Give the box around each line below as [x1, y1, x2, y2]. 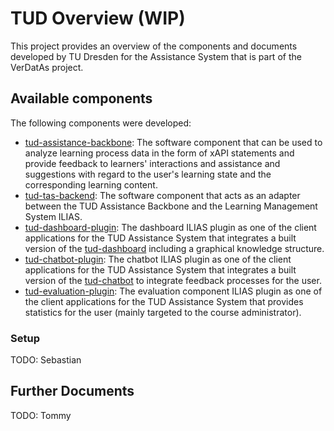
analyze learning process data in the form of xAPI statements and [24, 147, 295, 159]
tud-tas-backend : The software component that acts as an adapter [24, 189, 301, 201]
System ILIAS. [24, 210, 83, 222]
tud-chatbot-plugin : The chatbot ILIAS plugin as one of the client [24, 253, 292, 265]
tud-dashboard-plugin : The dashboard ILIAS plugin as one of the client [24, 221, 317, 233]
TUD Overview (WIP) [10, 7, 186, 30]
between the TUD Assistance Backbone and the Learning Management [24, 200, 318, 212]
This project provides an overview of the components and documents [10, 40, 298, 52]
